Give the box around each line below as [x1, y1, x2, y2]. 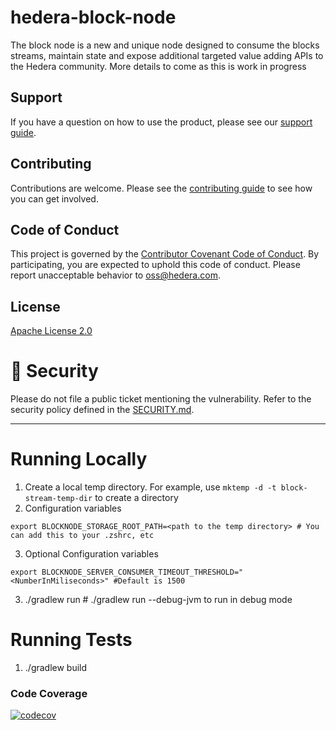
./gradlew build [24, 662, 88, 673]
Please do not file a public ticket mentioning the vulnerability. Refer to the [10, 393, 312, 405]
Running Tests [10, 629, 133, 651]
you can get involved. [10, 192, 99, 205]
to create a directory [94, 492, 179, 504]
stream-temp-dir [24, 494, 93, 504]
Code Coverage [10, 686, 88, 700]
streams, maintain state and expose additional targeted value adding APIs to [10, 49, 324, 61]
